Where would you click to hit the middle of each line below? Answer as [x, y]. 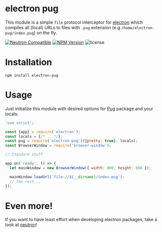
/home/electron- [138, 28]
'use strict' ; [20, 123]
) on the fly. [45, 33]
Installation [29, 62]
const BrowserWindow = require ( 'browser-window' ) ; [58, 146]
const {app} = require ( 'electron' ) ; [43, 132]
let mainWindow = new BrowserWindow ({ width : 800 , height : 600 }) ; [81, 168]
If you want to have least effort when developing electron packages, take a [81, 220]
